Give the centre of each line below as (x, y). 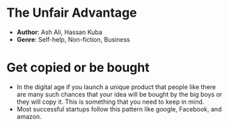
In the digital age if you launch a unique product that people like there (116, 87)
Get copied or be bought (78, 68)
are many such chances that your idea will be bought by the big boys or (119, 94)
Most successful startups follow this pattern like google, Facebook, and (119, 109)
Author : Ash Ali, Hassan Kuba (59, 32)
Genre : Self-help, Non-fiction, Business (73, 39)
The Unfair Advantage (72, 13)
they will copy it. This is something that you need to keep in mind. (110, 102)
